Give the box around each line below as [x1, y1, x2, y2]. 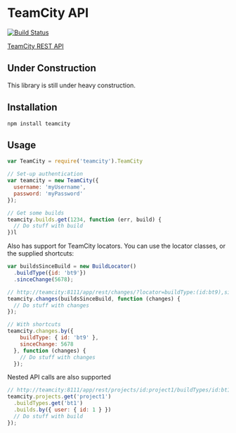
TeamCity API [7, 5, 89, 21]
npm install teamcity [7, 120, 71, 127]
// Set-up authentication [7, 170, 83, 177]
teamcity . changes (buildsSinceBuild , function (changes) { [7, 295, 181, 302]
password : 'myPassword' [13, 190, 83, 197]
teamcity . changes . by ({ [7, 327, 74, 335]
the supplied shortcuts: [7, 249, 74, 258]
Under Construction [7, 62, 96, 75]
